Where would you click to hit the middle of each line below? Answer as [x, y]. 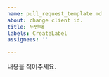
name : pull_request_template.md [54, 14]
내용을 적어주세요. [32, 66]
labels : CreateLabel [38, 33]
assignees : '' [28, 40]
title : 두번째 [26, 27]
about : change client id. [45, 20]
